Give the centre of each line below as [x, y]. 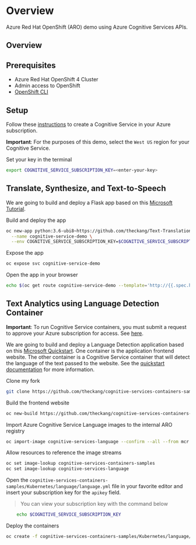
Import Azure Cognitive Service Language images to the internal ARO [89, 424]
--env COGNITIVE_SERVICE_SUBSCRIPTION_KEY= [65, 242]
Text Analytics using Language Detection [83, 304]
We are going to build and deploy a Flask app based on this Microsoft [90, 203]
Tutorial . [16, 208]
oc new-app [19, 231]
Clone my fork [23, 381]
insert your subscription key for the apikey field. [64, 492]
